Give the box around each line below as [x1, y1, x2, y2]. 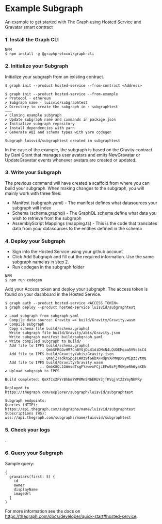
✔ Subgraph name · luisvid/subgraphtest [5, 100, 88, 105]
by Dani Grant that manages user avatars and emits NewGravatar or [5, 152, 141, 158]
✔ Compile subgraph [5, 322, 45, 327]
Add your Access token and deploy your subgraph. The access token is [5, 286, 148, 292]
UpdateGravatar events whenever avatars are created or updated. [5, 157, 137, 163]
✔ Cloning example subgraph [5, 112, 62, 118]
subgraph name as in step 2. [12, 259, 69, 265]
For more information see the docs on [5, 508, 81, 514]
